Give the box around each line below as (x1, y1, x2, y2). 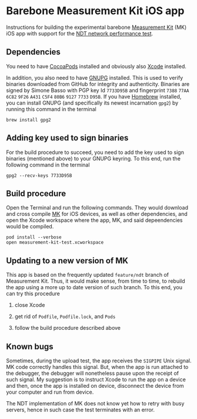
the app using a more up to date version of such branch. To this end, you (6, 284, 183, 291)
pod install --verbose (6, 234, 62, 240)
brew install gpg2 (6, 117, 51, 123)
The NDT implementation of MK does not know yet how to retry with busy (6, 400, 185, 407)
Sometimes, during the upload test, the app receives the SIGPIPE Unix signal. (6, 357, 192, 364)
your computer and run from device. (6, 388, 94, 395)
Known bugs (6, 341, 54, 352)
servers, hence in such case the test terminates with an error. (6, 406, 155, 413)
